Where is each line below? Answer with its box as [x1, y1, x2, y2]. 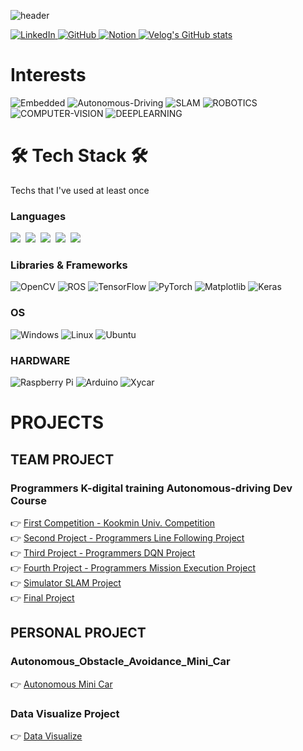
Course [10, 493, 47, 507]
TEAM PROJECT [10, 451, 115, 468]
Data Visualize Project [10, 706, 120, 720]
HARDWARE [10, 353, 71, 367]
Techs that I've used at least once [10, 184, 150, 196]
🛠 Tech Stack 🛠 [10, 145, 148, 167]
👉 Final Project [10, 591, 75, 604]
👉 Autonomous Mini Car [10, 678, 113, 690]
